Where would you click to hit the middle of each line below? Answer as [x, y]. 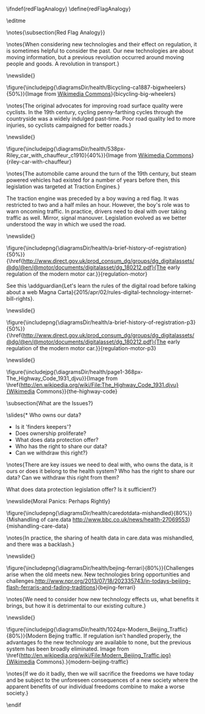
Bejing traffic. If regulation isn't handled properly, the [115, 636]
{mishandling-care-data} [38, 526]
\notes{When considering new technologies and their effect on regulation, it [102, 44]
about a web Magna [31, 292]
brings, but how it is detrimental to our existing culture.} [76, 606]
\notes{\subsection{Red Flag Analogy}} [56, 32]
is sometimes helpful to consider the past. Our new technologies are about [100, 51]
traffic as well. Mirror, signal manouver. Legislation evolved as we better [97, 218]
